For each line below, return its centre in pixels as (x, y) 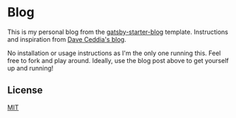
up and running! (30, 68)
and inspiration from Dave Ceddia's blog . (67, 39)
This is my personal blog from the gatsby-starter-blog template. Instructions (118, 32)
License (25, 90)
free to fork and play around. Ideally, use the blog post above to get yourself (118, 60)
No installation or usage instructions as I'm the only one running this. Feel (114, 53)
